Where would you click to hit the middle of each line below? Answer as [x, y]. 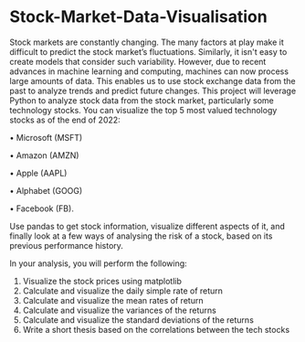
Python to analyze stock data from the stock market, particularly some [142, 100]
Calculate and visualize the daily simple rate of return [123, 291]
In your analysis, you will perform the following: [98, 263]
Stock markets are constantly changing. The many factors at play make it [147, 42]
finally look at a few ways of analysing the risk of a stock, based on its [141, 236]
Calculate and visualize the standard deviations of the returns [138, 320]
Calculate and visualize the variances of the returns [119, 310]
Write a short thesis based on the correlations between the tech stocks [156, 329]
